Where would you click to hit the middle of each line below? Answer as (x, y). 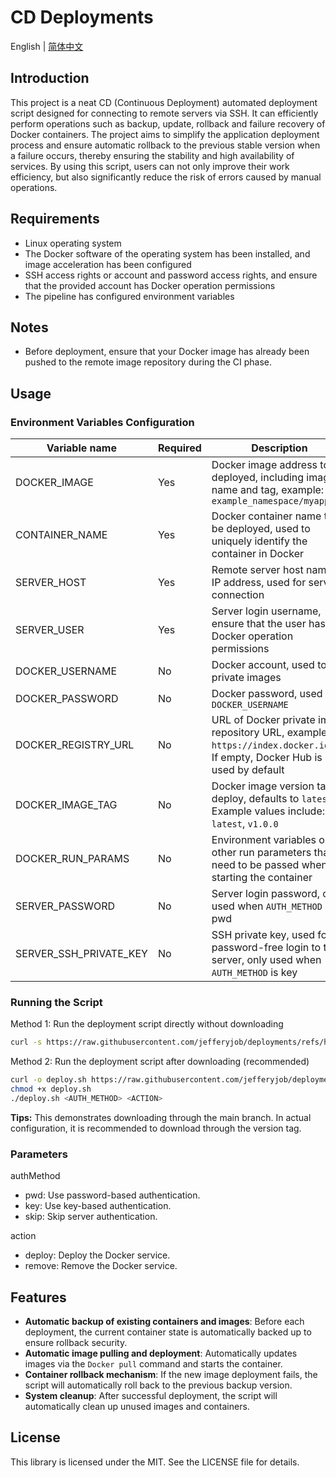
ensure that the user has (268, 624)
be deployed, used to (261, 529)
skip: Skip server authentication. (91, 1217)
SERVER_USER (50, 630)
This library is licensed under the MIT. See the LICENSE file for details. (155, 1462)
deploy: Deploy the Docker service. (97, 1255)
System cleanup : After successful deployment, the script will (151, 1395)
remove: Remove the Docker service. (101, 1266)
